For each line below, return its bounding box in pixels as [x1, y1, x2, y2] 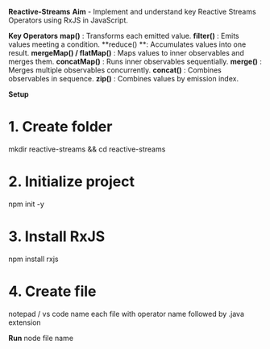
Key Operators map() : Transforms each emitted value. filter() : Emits [8, 31, 239, 40]
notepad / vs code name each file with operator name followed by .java [8, 309, 244, 318]
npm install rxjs [8, 254, 59, 264]
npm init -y [8, 199, 44, 209]
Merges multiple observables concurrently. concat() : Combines [8, 65, 222, 75]
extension [8, 318, 42, 327]
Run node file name [8, 333, 74, 343]
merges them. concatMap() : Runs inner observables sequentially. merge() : [8, 56, 262, 66]
